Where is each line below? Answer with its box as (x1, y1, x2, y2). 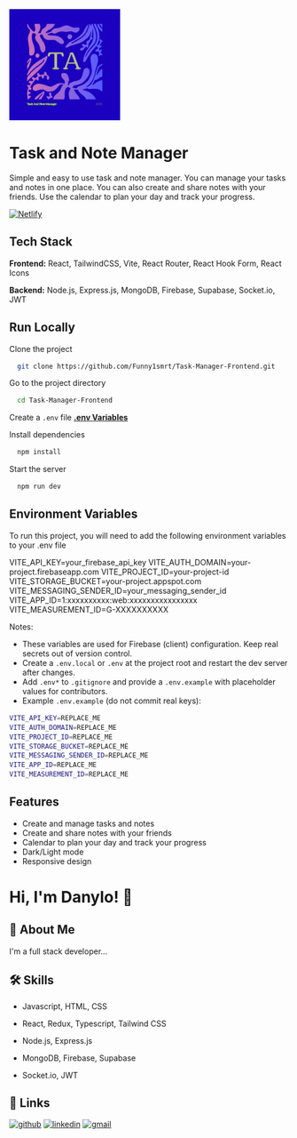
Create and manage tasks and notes (21, 818, 155, 829)
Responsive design (21, 855, 92, 866)
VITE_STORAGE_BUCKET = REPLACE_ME (9, 741, 129, 750)
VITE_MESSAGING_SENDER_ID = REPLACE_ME (9, 751, 149, 760)
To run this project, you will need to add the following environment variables (9, 530, 286, 541)
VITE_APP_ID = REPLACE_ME (9, 760, 98, 770)
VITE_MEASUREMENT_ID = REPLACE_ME (9, 770, 129, 779)
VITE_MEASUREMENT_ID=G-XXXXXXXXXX (9, 604, 169, 614)
